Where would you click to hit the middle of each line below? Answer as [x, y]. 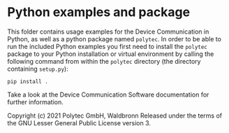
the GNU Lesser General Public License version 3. [79, 122]
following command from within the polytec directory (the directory [104, 61]
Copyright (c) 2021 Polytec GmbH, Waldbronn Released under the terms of [115, 115]
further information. [36, 101]
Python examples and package [99, 12]
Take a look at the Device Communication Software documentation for [108, 94]
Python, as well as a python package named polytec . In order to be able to [114, 38]
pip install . [28, 81]
